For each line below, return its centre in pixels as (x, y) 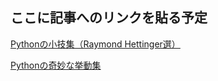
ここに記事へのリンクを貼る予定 (109, 18)
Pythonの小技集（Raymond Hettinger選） (95, 44)
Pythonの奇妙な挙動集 (56, 65)
